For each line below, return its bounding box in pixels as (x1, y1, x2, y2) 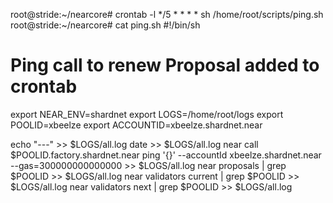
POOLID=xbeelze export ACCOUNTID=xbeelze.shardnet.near (10, 119, 263, 131)
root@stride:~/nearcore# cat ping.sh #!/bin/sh (10, 19, 201, 31)
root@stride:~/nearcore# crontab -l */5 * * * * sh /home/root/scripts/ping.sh (10, 9, 324, 20)
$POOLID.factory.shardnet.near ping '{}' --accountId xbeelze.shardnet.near (10, 149, 322, 161)
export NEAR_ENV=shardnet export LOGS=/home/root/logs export (10, 108, 284, 120)
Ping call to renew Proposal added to (10, 54, 320, 77)
